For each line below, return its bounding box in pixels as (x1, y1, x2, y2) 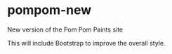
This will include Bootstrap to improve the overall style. (7, 39, 166, 47)
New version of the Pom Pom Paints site (7, 25, 124, 34)
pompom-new (7, 2, 92, 18)
